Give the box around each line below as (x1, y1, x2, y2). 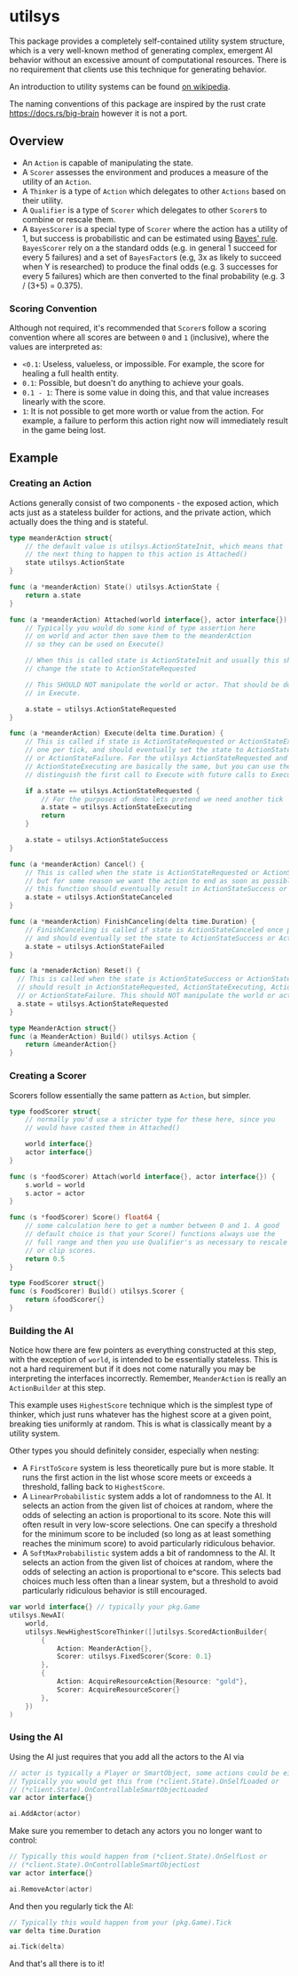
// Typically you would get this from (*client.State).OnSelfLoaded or (9, 1777, 279, 1786)
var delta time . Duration (9, 1926, 101, 1935)
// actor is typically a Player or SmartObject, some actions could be (9, 1768, 279, 1778)
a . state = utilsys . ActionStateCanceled (25, 893, 173, 902)
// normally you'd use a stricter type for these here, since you (25, 1115, 276, 1124)
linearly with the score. (21, 397, 106, 407)
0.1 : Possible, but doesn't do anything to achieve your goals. (21, 378, 244, 389)
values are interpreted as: (9, 341, 103, 352)
